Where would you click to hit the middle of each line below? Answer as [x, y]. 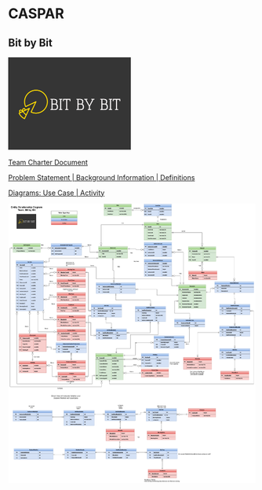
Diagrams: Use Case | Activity [56, 193]
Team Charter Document [48, 162]
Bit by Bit [30, 43]
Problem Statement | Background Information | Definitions [102, 177]
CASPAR [36, 14]
